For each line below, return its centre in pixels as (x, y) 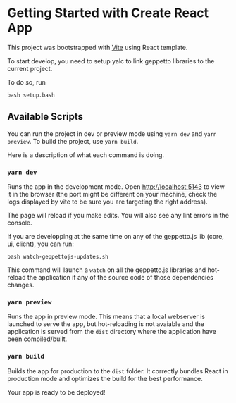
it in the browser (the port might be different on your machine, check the (112, 194)
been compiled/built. (37, 339)
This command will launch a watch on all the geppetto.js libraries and (107, 270)
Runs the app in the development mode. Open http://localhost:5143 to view (116, 187)
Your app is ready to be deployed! (56, 392)
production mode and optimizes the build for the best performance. (105, 378)
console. (20, 223)
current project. (30, 68)
